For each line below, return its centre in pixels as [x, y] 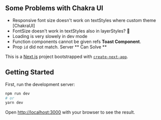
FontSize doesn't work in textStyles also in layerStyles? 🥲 [71, 31]
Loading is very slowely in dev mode [50, 36]
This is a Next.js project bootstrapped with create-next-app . [67, 56]
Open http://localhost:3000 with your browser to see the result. [70, 112]
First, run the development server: [40, 84]
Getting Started [30, 72]
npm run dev [17, 93]
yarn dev [14, 103]
